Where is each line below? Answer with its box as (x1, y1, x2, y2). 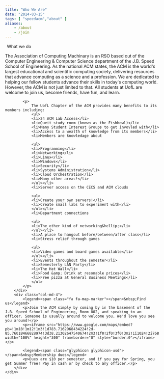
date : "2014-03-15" (5, 12, 45, 17)
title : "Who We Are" (5, 7, 48, 12)
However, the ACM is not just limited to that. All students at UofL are (5, 84, 142, 90)
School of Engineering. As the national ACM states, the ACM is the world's (5, 63, 156, 69)
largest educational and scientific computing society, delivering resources (5, 69, 155, 74)
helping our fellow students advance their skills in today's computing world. (5, 79, 158, 85)
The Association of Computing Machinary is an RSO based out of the (5, 53, 145, 59)
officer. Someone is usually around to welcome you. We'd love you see (5, 314, 155, 319)
